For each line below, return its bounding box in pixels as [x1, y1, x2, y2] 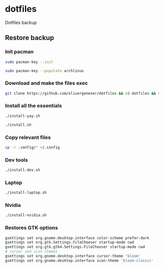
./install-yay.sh [5, 113, 41, 118]
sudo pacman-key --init [5, 60, 54, 64]
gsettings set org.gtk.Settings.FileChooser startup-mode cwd [5, 240, 134, 245]
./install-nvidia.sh [5, 213, 47, 218]
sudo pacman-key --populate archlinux [5, 68, 84, 73]
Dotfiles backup [5, 20, 37, 25]
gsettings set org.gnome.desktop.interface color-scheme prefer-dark [5, 235, 150, 240]
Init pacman [5, 48, 34, 55]
